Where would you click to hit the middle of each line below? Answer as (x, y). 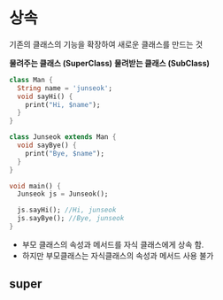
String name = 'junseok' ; (65, 88)
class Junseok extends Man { (63, 137)
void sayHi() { (45, 96)
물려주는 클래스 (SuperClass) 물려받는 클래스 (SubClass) (110, 63)
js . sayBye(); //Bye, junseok (71, 219)
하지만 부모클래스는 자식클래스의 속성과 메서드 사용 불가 (118, 255)
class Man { (31, 80)
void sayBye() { (47, 146)
